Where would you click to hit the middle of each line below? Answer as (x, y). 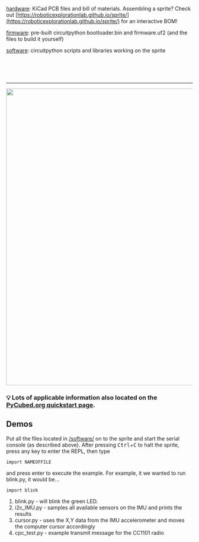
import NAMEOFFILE (29, 462)
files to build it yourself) (35, 39)
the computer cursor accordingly (55, 526)
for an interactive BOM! (149, 21)
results (23, 514)
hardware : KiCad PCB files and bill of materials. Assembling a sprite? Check (99, 9)
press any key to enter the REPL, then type (58, 451)
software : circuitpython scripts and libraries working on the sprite (86, 50)
